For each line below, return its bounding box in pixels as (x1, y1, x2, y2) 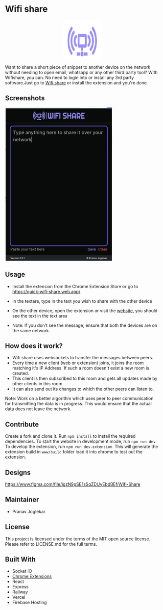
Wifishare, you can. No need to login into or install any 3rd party (5, 75, 134, 80)
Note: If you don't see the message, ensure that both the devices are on (12, 322, 158, 328)
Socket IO (12, 568, 32, 574)
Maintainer (5, 496, 39, 504)
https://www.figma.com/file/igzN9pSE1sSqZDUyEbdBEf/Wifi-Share (5, 481, 140, 487)
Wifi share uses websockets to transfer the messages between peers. (12, 355, 153, 361)
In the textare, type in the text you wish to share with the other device (12, 298, 153, 304)
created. (12, 371, 29, 376)
